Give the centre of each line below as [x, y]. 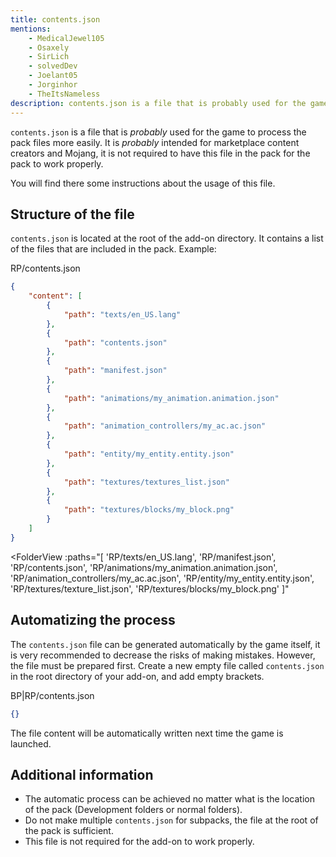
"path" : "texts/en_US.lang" [122, 314]
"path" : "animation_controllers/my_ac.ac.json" [165, 426]
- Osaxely [49, 47]
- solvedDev [53, 66]
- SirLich [49, 57]
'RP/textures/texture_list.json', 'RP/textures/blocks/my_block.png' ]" [150, 588]
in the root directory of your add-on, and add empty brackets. [137, 676]
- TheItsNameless [64, 94]
